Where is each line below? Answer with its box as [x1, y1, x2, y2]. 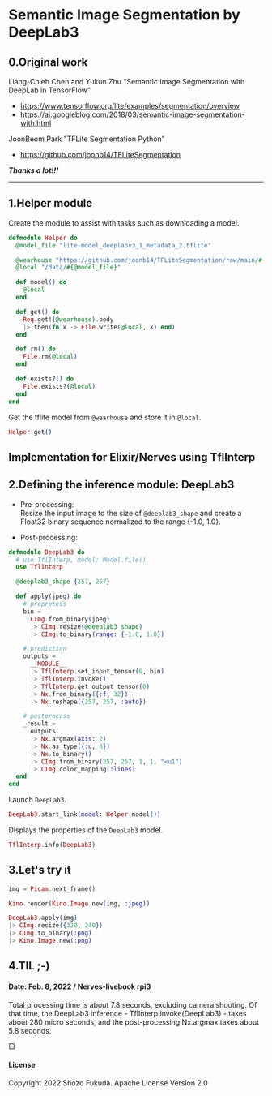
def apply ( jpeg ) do [15, 592, 82, 601]
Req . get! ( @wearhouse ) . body [23, 315, 114, 324]
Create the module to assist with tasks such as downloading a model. [8, 217, 240, 228]
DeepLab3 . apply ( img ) [8, 914, 79, 922]
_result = [23, 720, 57, 728]
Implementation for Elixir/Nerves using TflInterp [8, 450, 256, 464]
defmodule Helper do [8, 234, 79, 242]
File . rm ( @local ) [23, 353, 79, 361]
